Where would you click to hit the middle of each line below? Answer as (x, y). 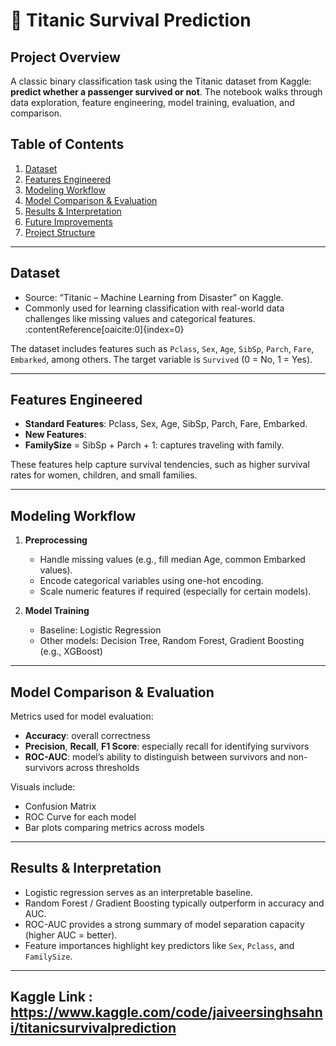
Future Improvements (68, 221)
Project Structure (60, 232)
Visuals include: (43, 787)
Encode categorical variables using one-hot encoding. (151, 581)
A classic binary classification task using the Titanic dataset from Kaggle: (161, 81)
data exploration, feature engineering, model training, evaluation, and (152, 102)
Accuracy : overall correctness (87, 736)
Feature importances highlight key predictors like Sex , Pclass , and (159, 945)
